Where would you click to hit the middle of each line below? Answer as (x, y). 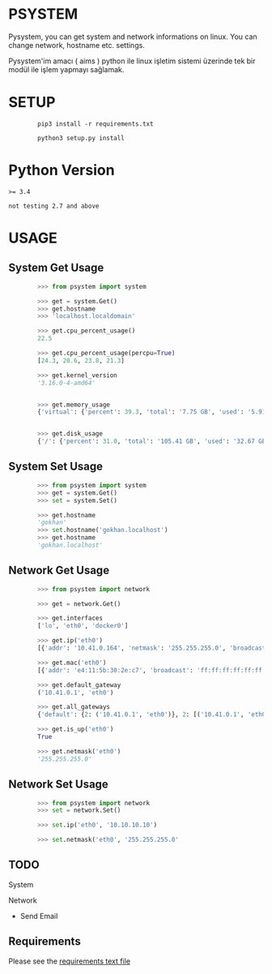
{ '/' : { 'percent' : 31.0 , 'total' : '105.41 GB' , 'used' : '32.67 (146, 442)
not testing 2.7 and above (54, 206)
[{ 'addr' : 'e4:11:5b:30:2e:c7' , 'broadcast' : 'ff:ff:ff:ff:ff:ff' (152, 670)
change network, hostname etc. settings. (77, 45)
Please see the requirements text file (70, 961)
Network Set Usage (59, 785)
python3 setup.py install (81, 138)
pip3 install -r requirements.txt (96, 124)
